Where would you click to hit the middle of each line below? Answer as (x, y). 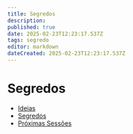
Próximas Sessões (45, 123)
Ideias (26, 108)
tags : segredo (28, 40)
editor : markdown (33, 47)
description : (27, 21)
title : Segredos (31, 14)
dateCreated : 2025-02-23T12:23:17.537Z (66, 54)
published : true (31, 27)
